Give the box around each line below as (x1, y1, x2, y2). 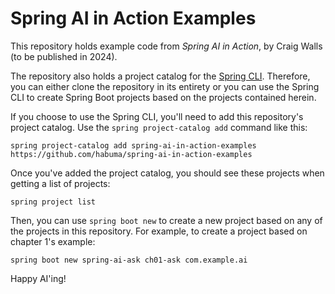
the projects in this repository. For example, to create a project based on (10, 225, 308, 237)
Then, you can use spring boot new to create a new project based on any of (10, 214, 323, 226)
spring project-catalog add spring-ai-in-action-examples (10, 140, 257, 151)
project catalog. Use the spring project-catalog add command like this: (10, 121, 308, 133)
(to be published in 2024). (10, 50, 118, 62)
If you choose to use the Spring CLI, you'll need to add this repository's (10, 110, 304, 122)
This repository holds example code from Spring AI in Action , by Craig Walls (10, 40, 323, 52)
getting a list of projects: (10, 177, 111, 189)
